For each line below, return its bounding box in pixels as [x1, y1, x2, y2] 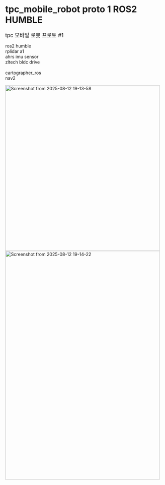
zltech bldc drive [5, 59, 40, 65]
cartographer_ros [5, 70, 42, 76]
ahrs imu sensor [5, 53, 39, 59]
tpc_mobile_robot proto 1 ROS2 [5, 4, 137, 15]
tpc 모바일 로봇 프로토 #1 [5, 32, 64, 39]
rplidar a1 [5, 48, 24, 54]
